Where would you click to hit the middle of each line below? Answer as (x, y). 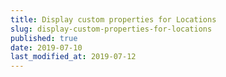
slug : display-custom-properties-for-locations (111, 29)
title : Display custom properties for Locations (113, 19)
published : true (44, 38)
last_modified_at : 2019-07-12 (73, 57)
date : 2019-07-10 (46, 47)
